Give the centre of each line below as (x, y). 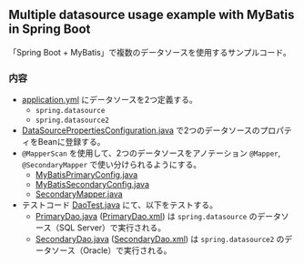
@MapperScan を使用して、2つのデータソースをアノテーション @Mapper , (151, 153)
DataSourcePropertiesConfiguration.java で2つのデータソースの (141, 130)
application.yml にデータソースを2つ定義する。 (109, 100)
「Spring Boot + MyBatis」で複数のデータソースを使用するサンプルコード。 (150, 52)
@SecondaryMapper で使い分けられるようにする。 (111, 165)
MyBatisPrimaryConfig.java (86, 175)
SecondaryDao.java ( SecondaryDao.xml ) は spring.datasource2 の (160, 239)
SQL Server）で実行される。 (112, 228)
